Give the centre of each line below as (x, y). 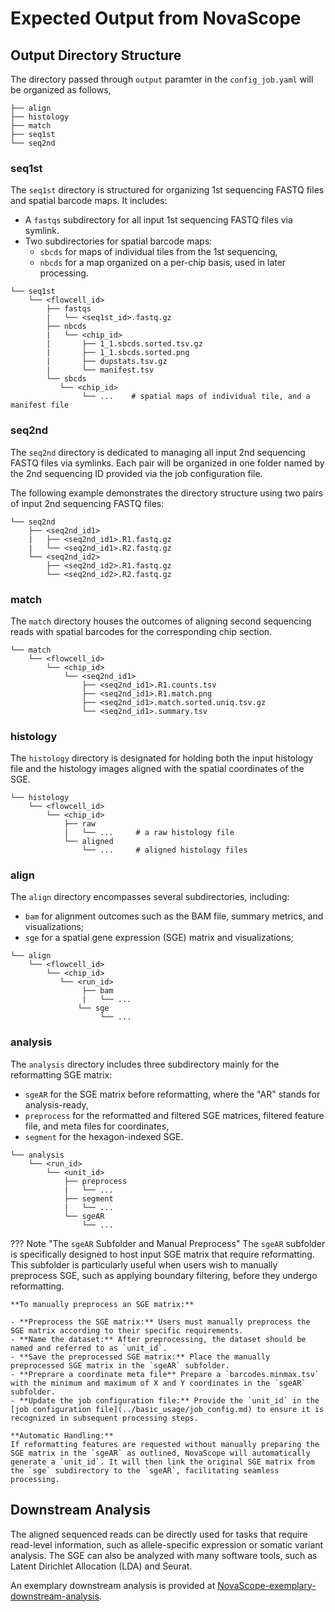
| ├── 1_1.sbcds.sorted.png (118, 353)
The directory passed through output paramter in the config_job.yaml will (162, 79)
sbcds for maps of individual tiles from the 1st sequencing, (158, 252)
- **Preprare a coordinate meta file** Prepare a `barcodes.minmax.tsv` (165, 1374)
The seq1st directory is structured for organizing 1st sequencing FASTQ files (167, 190)
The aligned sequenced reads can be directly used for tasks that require (159, 1534)
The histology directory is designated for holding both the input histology (162, 758)
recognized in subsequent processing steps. (104, 1418)
